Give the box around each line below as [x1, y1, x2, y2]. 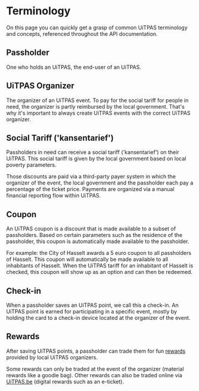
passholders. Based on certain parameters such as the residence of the [6, 232, 183, 239]
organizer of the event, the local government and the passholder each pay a [6, 179, 194, 186]
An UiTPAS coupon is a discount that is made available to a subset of [6, 225, 176, 232]
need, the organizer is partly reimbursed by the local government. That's [6, 103, 185, 110]
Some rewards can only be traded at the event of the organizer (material [6, 365, 184, 372]
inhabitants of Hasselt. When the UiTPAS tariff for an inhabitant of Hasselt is [6, 262, 194, 269]
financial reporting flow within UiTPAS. [6, 192, 101, 199]
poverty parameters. [6, 161, 57, 168]
